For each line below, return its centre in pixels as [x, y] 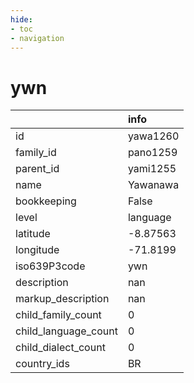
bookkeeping [46, 201]
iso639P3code [50, 266]
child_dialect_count [60, 348]
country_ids [42, 364]
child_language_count [66, 331]
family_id [36, 153]
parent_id [37, 169]
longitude [37, 250]
